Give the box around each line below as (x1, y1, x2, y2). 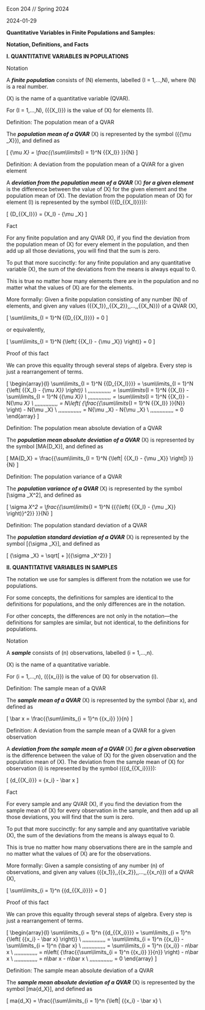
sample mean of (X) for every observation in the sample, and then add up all (6, 807, 199, 814)
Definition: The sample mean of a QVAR (6, 685, 106, 692)
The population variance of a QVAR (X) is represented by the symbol (6, 485, 182, 492)
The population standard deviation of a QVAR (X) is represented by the (6, 533, 189, 541)
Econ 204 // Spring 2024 (6, 6, 69, 12)
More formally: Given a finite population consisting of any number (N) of (6, 296, 188, 303)
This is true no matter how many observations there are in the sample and (6, 843, 193, 851)
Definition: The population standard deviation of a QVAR (6, 522, 147, 529)
